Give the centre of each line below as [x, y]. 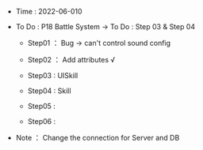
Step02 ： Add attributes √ [71, 60]
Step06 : [42, 121]
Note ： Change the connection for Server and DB [98, 138]
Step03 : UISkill [53, 75]
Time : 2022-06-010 [49, 11]
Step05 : [41, 106]
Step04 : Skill [49, 91]
